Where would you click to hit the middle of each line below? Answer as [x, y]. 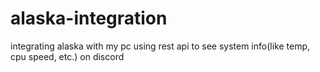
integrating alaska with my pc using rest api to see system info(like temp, [160, 46]
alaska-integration [89, 18]
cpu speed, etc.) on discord [67, 56]
